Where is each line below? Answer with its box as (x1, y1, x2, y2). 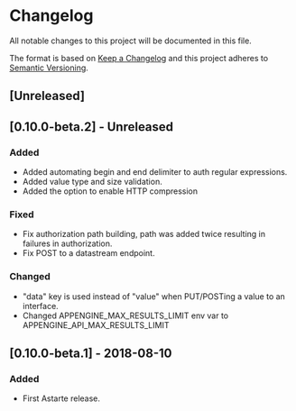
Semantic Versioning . (9, 62, 88, 73)
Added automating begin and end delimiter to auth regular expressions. (22, 167, 288, 178)
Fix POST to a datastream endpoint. (22, 248, 155, 259)
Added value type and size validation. (22, 177, 162, 187)
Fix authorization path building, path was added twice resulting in (22, 229, 266, 240)
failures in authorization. (22, 238, 113, 249)
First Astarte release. (22, 393, 101, 404)
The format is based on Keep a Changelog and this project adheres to (9, 52, 269, 63)
